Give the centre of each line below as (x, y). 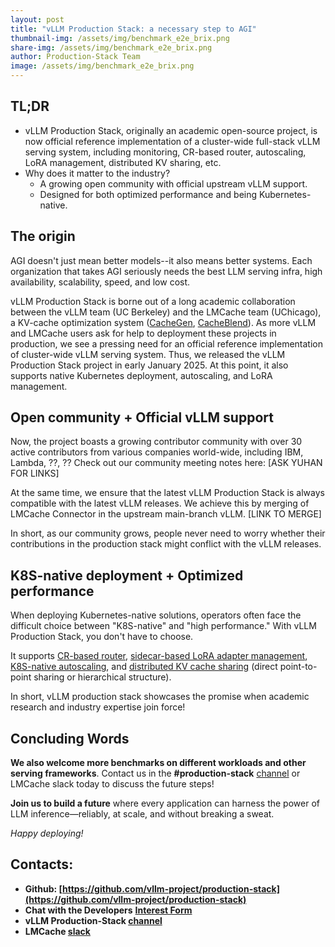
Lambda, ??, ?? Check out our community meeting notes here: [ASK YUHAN (166, 463)
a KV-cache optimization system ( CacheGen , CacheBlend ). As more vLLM (163, 322)
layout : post (37, 19)
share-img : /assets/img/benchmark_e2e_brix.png (111, 47)
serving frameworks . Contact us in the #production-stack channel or (155, 773)
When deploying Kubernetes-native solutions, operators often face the (156, 615)
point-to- (298, 667)
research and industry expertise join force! (98, 707)
